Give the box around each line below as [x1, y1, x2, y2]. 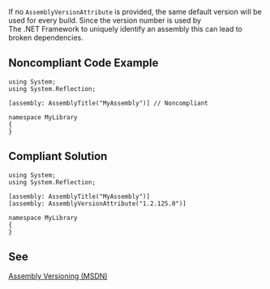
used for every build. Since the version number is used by [8, 15, 201, 25]
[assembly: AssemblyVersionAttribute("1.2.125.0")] [8, 199, 186, 208]
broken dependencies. [8, 32, 84, 42]
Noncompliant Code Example [8, 56, 159, 70]
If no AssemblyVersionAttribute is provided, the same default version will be [8, 7, 262, 16]
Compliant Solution [8, 149, 108, 163]
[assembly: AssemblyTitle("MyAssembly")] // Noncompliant [8, 99, 208, 107]
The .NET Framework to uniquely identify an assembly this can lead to [8, 24, 243, 33]
